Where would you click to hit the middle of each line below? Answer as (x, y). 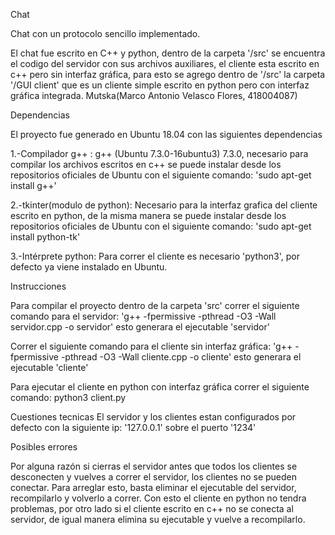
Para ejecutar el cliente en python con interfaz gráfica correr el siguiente (160, 387)
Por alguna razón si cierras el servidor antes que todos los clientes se (154, 466)
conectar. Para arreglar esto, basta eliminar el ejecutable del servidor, (153, 487)
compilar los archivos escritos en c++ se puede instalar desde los (146, 164)
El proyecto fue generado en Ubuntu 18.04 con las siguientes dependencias (166, 134)
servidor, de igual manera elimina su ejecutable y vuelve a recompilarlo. (158, 519)
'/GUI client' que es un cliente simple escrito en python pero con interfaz (160, 85)
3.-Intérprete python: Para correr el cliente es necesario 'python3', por (155, 256)
